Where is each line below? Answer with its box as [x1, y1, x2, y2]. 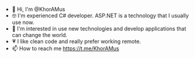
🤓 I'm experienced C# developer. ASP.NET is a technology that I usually [11, 12, 189, 19]
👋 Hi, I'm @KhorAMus [11, 6, 66, 13]
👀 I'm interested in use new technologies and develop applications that [11, 25, 187, 32]
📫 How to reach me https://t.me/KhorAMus [11, 45, 120, 52]
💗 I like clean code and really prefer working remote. [11, 38, 142, 45]
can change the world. [11, 32, 68, 38]
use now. [11, 19, 35, 26]
